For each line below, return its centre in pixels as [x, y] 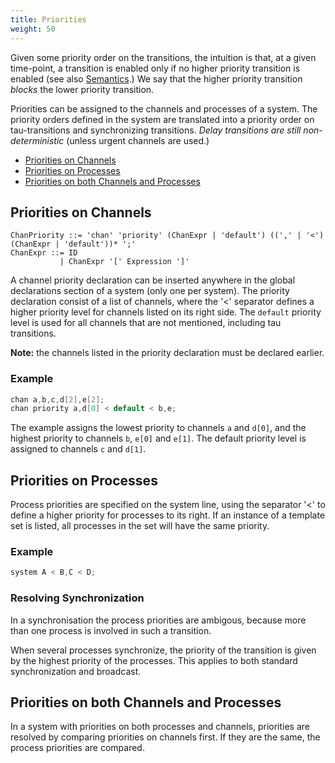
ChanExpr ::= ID [44, 253]
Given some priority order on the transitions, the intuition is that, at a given [163, 57]
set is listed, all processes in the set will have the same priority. [140, 526]
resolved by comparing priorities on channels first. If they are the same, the [165, 737]
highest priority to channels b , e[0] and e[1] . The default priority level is [158, 438]
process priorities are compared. [77, 748]
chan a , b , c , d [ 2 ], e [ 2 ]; [57, 399]
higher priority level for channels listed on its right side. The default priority [166, 312]
